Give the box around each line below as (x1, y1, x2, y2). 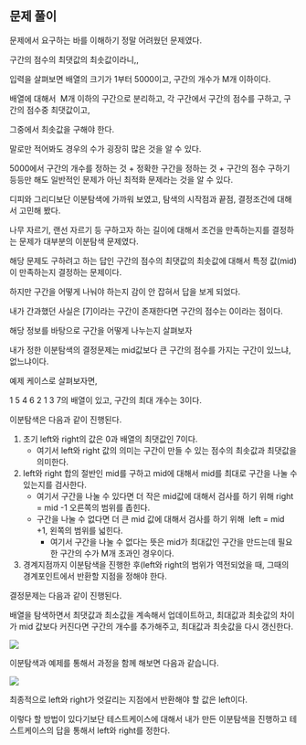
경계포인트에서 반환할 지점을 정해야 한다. (22, 570, 167, 581)
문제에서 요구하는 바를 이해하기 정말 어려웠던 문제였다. (9, 35, 203, 46)
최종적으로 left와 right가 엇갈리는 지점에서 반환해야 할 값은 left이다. (9, 694, 248, 705)
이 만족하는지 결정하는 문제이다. (9, 266, 122, 277)
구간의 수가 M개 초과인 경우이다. (59, 548, 175, 559)
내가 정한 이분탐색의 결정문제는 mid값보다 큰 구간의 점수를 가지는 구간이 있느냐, (9, 344, 291, 355)
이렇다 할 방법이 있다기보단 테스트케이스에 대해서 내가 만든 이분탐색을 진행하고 (9, 713, 288, 724)
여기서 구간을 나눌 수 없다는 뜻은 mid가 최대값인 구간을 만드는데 (49, 536, 276, 547)
